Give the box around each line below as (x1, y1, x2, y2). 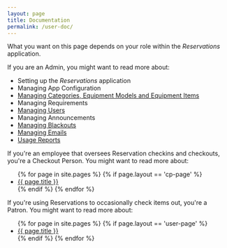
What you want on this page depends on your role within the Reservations (7, 42, 221, 51)
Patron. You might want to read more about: (7, 206, 133, 215)
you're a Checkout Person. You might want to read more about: (7, 157, 189, 165)
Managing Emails (17, 128, 67, 137)
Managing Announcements (17, 114, 96, 122)
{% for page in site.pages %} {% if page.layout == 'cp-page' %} (17, 170, 203, 178)
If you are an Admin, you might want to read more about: (7, 63, 170, 72)
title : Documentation (7, 17, 71, 24)
